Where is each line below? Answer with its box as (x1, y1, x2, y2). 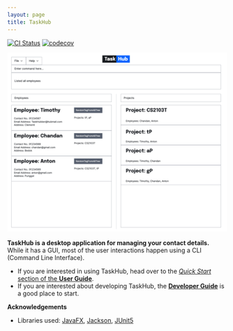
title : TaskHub (7, 18, 52, 26)
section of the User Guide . (17, 274, 94, 282)
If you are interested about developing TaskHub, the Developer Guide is (17, 282, 225, 290)
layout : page (7, 11, 45, 18)
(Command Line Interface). (7, 253, 85, 261)
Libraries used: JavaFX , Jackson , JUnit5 (17, 316, 134, 324)
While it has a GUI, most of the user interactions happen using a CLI (7, 246, 202, 254)
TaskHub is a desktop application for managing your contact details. (7, 238, 210, 247)
